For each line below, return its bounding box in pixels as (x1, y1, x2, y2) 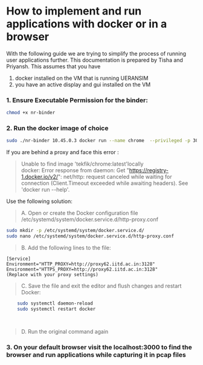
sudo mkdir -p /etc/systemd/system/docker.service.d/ (6, 228, 145, 234)
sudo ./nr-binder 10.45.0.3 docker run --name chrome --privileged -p (6, 138, 190, 144)
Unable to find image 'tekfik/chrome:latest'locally (21, 160, 144, 167)
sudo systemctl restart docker (17, 306, 96, 312)
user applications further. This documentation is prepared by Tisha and (6, 56, 183, 63)
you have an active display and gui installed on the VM (14, 80, 151, 88)
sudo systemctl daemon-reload (17, 300, 94, 306)
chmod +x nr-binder (6, 110, 56, 116)
